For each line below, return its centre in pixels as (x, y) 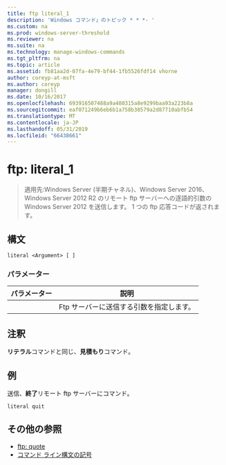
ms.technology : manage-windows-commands (66, 52)
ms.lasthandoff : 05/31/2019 (48, 129)
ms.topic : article (34, 65)
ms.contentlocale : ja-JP (43, 122)
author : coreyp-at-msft (41, 78)
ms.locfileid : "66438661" (44, 135)
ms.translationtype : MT (41, 116)
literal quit (26, 406)
